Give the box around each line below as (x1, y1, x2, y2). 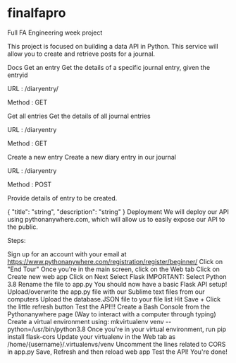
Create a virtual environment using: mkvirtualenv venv (7, 317, 164, 326)
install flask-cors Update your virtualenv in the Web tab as (7, 332, 176, 340)
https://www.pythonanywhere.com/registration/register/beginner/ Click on (7, 257, 223, 266)
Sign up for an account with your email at (7, 249, 127, 258)
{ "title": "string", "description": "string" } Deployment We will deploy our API (7, 207, 229, 216)
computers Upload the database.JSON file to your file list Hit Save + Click (7, 294, 221, 303)
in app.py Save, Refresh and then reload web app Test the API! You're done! (7, 347, 228, 356)
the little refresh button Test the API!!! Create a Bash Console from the (7, 302, 210, 311)
